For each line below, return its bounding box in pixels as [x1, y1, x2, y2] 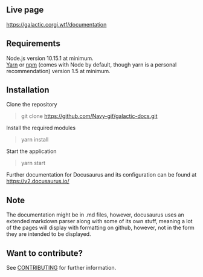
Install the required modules [6, 124, 76, 132]
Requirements [6, 39, 60, 49]
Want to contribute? [6, 248, 83, 258]
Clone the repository [6, 101, 57, 108]
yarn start [21, 160, 46, 167]
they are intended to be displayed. [6, 230, 92, 238]
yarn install [21, 136, 49, 143]
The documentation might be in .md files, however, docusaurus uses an [6, 211, 184, 218]
